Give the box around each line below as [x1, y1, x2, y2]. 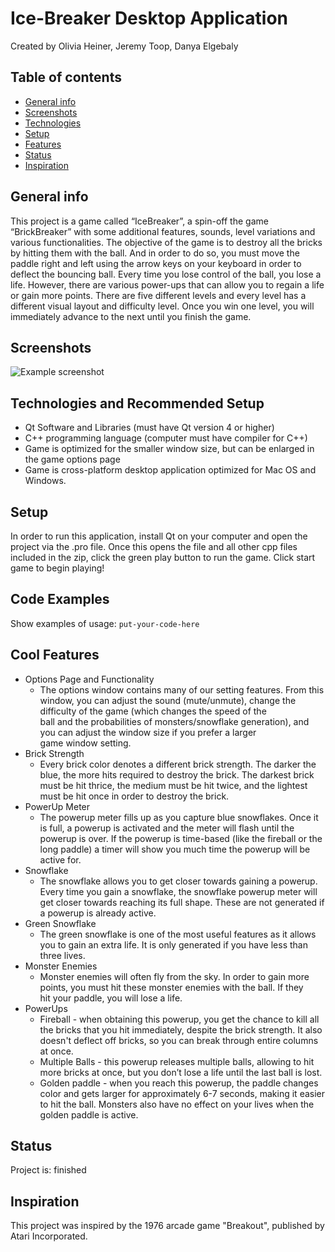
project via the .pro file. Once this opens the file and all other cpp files [10, 541, 298, 552]
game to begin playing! [10, 562, 105, 574]
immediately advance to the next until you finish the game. [10, 310, 252, 322]
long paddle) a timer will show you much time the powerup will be [39, 843, 311, 855]
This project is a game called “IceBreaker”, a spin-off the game [10, 215, 269, 227]
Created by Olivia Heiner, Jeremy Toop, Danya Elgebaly [10, 40, 239, 52]
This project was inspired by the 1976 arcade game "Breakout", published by [10, 1220, 325, 1232]
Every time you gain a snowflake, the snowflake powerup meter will [39, 885, 318, 897]
